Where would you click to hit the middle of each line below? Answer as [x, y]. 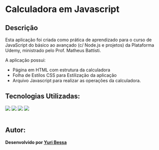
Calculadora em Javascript [62, 9]
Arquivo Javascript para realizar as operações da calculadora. [77, 81]
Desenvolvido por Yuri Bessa [36, 142]
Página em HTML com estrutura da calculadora [61, 70]
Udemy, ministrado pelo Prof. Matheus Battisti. [53, 50]
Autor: [16, 130]
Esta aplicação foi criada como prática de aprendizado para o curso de [78, 40]
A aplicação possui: [26, 60]
